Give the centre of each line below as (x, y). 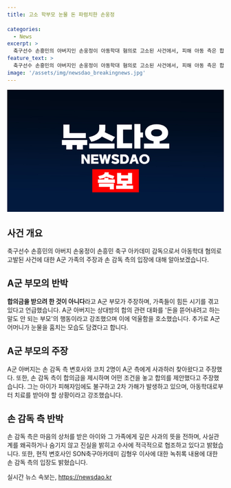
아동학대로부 (207, 386)
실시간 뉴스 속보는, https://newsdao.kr (59, 477)
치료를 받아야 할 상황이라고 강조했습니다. (68, 395)
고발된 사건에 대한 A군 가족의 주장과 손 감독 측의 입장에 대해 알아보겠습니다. (108, 260)
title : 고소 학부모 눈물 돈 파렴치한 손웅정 (61, 14)
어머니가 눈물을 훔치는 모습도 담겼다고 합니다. (68, 327)
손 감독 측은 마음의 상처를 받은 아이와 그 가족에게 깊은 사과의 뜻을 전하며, (104, 437)
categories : (24, 29)
